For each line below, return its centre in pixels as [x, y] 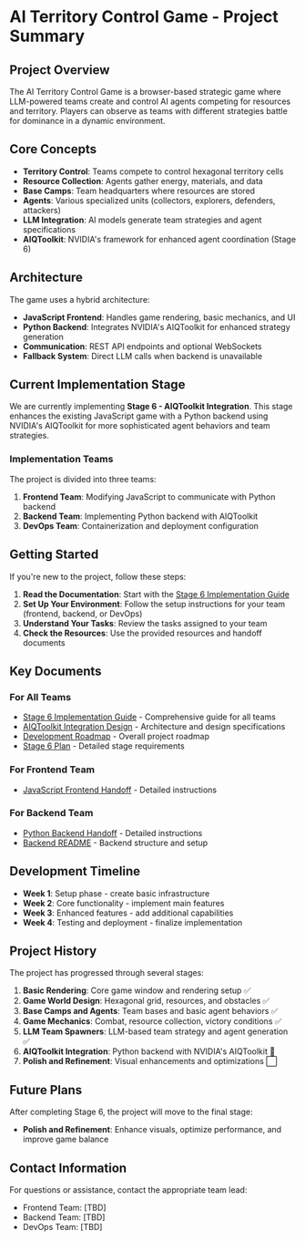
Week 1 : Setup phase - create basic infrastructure [116, 893]
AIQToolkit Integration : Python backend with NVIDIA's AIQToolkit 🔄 [149, 1051]
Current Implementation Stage [97, 385]
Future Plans [46, 1090]
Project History [53, 951]
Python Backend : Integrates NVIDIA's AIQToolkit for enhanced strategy [156, 326]
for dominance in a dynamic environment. [87, 121]
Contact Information [68, 1168]
